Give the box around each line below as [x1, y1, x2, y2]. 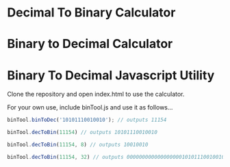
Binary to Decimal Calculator [7, 36, 173, 52]
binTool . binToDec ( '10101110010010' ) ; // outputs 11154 [7, 116, 167, 124]
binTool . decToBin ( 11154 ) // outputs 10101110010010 [7, 129, 157, 136]
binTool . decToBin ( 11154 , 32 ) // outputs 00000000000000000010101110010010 [7, 153, 225, 160]
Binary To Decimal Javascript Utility [7, 67, 215, 83]
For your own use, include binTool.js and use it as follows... [7, 103, 173, 112]
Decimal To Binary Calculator [7, 5, 176, 21]
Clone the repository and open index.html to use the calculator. [7, 90, 185, 99]
